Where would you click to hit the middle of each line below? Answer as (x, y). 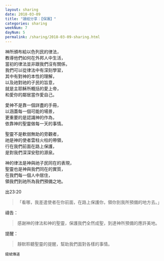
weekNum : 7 (16, 28)
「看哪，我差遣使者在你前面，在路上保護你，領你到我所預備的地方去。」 (89, 202)
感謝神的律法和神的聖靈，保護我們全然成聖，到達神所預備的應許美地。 (88, 223)
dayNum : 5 (15, 32)
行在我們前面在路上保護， (31, 146)
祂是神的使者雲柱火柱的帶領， (35, 140)
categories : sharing (26, 23)
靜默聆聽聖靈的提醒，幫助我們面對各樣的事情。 (65, 244)
